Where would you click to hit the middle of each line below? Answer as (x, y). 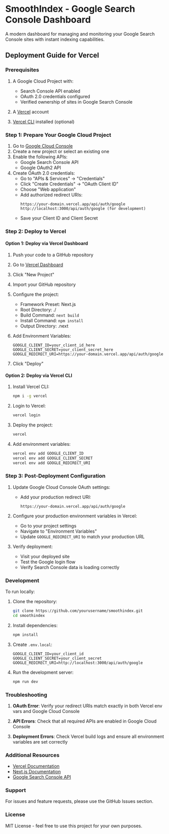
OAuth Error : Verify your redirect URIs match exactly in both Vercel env (88, 706)
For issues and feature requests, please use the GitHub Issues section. (79, 801)
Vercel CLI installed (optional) (44, 122)
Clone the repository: (35, 602)
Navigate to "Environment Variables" (59, 531)
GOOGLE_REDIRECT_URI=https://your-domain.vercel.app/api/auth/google (88, 354)
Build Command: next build (50, 315)
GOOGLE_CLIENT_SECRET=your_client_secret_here (63, 350)
